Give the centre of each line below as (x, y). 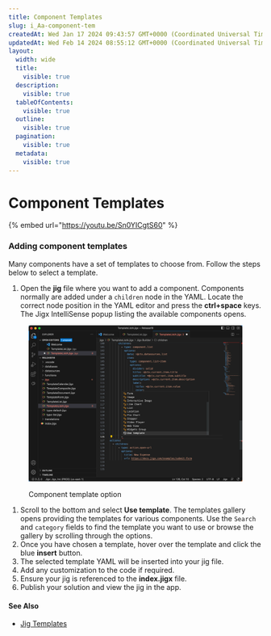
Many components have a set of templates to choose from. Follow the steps (134, 263)
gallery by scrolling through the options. (86, 536)
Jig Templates (43, 624)
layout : (21, 51)
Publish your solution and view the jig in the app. (100, 588)
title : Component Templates (56, 17)
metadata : (32, 154)
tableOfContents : (45, 102)
